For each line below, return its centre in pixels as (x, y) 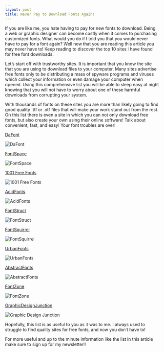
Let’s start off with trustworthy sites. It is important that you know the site (79, 64)
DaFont (12, 135)
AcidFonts (15, 191)
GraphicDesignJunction (29, 305)
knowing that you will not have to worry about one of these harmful (72, 90)
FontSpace (16, 153)
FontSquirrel (18, 229)
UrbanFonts (17, 248)
